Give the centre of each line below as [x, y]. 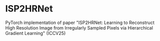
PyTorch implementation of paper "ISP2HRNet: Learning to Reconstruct [80, 22]
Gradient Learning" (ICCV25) [36, 33]
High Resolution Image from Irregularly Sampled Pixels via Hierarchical [79, 27]
